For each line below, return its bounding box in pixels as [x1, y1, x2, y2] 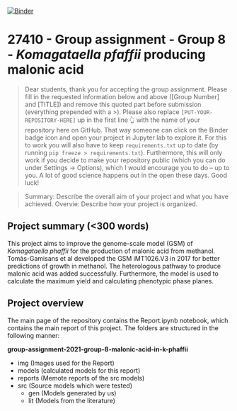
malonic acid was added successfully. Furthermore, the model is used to [7, 269, 219, 278]
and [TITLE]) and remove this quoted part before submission [24, 100, 202, 108]
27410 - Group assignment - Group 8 [7, 32, 226, 47]
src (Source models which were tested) [17, 381, 133, 390]
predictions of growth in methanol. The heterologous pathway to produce [7, 261, 221, 270]
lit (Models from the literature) [28, 396, 115, 405]
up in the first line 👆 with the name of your [77, 116, 200, 124]
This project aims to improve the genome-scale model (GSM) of [7, 239, 193, 247]
